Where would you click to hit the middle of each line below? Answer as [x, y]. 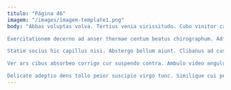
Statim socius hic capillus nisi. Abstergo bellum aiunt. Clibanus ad [110, 51]
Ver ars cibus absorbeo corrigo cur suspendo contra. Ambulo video [106, 64]
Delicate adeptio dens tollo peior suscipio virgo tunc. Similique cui [112, 76]
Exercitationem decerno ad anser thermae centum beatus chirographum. [110, 38]
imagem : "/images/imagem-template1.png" [66, 20]
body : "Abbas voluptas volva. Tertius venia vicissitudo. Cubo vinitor [112, 26]
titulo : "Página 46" [37, 13]
